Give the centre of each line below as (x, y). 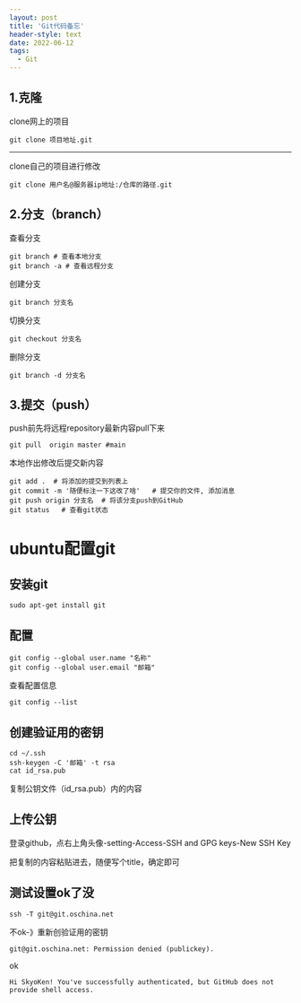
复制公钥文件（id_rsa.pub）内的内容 (76, 789)
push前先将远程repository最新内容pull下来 (87, 428)
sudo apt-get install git (57, 606)
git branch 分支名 (42, 302)
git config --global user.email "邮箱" (82, 668)
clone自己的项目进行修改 (55, 166)
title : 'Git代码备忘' (47, 26)
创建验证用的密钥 (56, 732)
